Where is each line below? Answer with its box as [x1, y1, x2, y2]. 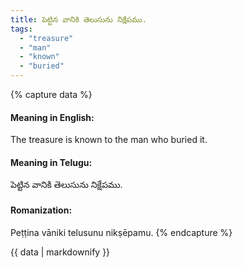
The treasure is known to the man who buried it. [10, 134, 208, 146]
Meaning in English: [10, 111, 95, 123]
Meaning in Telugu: [10, 156, 93, 168]
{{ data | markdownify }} [10, 246, 111, 258]
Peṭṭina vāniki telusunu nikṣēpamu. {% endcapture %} [10, 226, 233, 238]
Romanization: [10, 204, 73, 216]
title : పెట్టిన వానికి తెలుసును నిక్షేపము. [10, 14, 147, 25]
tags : [10, 24, 33, 34]
